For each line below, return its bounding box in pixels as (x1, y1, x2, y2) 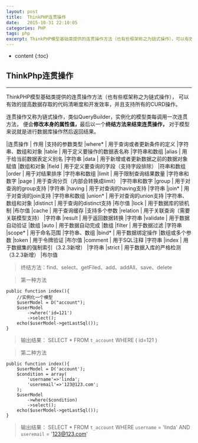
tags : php (6, 31, 31, 37)
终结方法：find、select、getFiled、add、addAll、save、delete (20, 263, 173, 271)
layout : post (6, 8, 38, 15)
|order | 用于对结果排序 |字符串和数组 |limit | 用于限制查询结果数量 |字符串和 (6, 170, 189, 177)
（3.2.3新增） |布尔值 (6, 251, 58, 258)
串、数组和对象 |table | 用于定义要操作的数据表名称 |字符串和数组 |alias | (6, 148, 181, 155)
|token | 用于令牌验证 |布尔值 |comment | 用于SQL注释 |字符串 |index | (12, 236, 182, 243)
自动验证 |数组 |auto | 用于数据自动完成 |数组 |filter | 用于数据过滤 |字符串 (6, 221, 183, 229)
